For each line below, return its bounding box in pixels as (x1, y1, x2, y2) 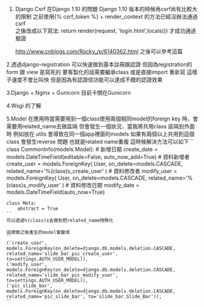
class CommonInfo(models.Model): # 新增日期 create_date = (6, 146, 158, 153)
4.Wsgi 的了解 (6, 102, 41, 109)
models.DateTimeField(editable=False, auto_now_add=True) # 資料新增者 (6, 153, 190, 160)
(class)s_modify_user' (6, 182, 61, 188)
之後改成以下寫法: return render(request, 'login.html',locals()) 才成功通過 (15, 27, 196, 34)
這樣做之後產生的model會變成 (6, 229, 70, 235)
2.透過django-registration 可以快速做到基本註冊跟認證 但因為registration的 (6, 61, 192, 68)
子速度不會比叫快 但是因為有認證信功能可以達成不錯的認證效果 (6, 76, 163, 83)
